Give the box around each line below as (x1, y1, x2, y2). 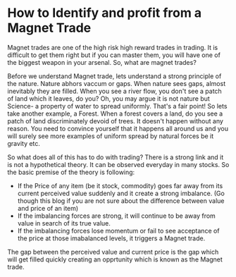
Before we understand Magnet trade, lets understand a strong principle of (7, 72, 222, 80)
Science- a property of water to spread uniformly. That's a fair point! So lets (7, 101, 228, 110)
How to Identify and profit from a (7, 5, 202, 21)
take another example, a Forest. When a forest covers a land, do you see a (7, 109, 223, 118)
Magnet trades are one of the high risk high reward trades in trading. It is (7, 43, 218, 51)
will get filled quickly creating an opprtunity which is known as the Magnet (7, 255, 223, 264)
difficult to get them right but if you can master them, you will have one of (7, 51, 221, 59)
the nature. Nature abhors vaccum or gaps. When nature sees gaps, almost (7, 79, 226, 87)
